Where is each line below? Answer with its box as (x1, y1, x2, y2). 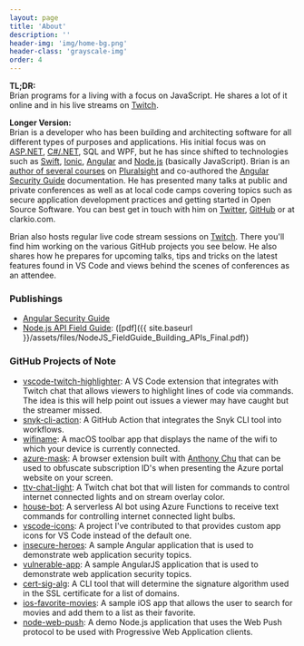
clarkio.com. (9, 214, 56, 224)
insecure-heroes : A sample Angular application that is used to (22, 539, 254, 550)
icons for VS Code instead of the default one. (22, 530, 192, 541)
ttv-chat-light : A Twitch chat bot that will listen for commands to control (22, 482, 290, 493)
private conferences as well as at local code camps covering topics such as (9, 185, 293, 195)
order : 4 (9, 55, 43, 64)
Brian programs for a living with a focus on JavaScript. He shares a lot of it (9, 90, 288, 101)
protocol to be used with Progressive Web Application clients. (22, 626, 253, 637)
